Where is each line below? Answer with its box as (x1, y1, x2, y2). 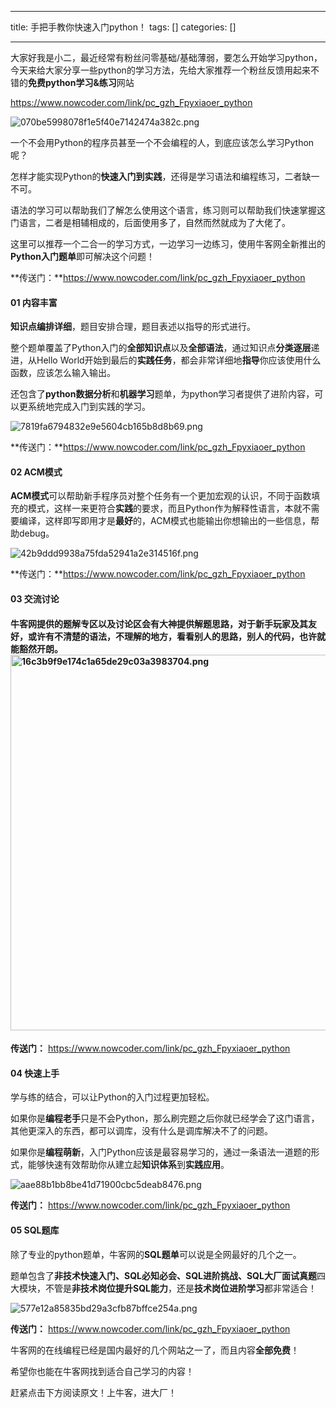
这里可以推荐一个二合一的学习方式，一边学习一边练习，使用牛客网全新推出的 (10, 238, 326, 250)
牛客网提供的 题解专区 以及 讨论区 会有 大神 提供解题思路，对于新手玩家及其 (10, 617, 308, 630)
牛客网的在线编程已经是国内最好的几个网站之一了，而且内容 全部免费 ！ (10, 1344, 300, 1356)
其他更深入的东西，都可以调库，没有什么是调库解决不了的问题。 (10, 1125, 273, 1137)
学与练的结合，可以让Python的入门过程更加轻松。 (10, 1091, 215, 1103)
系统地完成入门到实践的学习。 (27, 401, 151, 413)
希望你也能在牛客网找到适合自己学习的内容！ (10, 1365, 195, 1377)
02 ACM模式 (10, 466, 63, 478)
